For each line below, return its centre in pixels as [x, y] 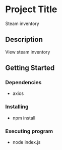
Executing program [29, 131]
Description [24, 40]
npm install [24, 118]
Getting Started [30, 68]
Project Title [31, 9]
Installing [17, 107]
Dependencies [23, 83]
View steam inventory [28, 52]
